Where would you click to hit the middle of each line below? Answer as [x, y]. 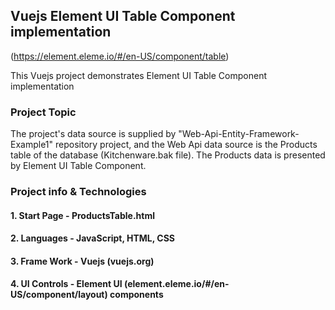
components [136, 295]
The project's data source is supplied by [93, 134]
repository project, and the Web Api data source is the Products [186, 145]
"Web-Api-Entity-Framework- [239, 134]
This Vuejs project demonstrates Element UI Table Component [138, 75]
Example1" [32, 145]
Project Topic [43, 112]
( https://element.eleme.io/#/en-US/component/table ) [120, 56]
